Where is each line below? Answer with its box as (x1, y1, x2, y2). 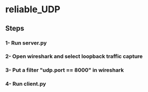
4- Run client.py (5, 80, 46, 87)
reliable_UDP (5, 4, 60, 15)
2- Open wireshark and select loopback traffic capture (5, 53, 143, 60)
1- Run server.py (5, 39, 47, 47)
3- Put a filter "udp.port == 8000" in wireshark (5, 66, 124, 74)
